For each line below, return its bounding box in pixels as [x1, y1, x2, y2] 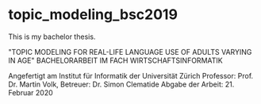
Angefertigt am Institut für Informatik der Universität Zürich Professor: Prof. [8, 71, 254, 80]
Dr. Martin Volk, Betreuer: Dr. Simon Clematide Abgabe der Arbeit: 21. [8, 79, 235, 89]
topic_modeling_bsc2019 [8, 6, 178, 24]
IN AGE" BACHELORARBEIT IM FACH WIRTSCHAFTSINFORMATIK [8, 56, 224, 65]
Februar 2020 [8, 87, 53, 97]
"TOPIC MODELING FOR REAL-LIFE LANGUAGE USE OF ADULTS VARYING [8, 47, 252, 56]
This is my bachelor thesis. [8, 32, 96, 41]
